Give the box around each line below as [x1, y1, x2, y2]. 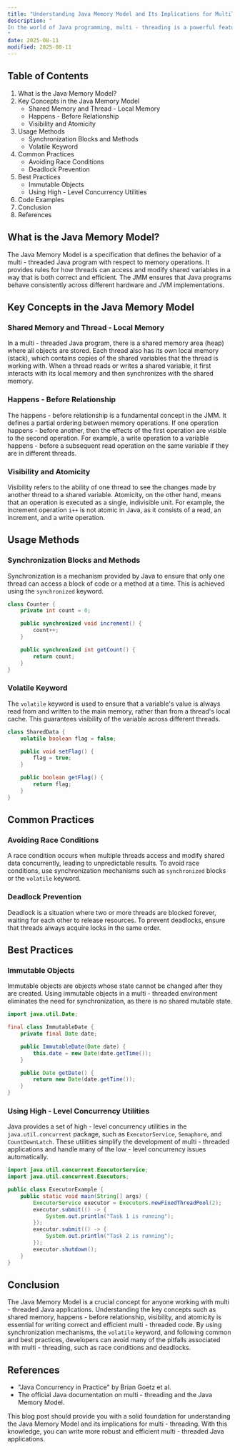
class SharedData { [7, 728, 66, 736]
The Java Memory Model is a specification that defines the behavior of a [7, 250, 221, 259]
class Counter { [7, 601, 56, 608]
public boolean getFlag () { [20, 774, 104, 781]
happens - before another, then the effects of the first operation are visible [7, 426, 227, 434]
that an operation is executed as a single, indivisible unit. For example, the [7, 498, 225, 506]
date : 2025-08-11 [7, 37, 59, 44]
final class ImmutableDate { [7, 1024, 94, 1031]
